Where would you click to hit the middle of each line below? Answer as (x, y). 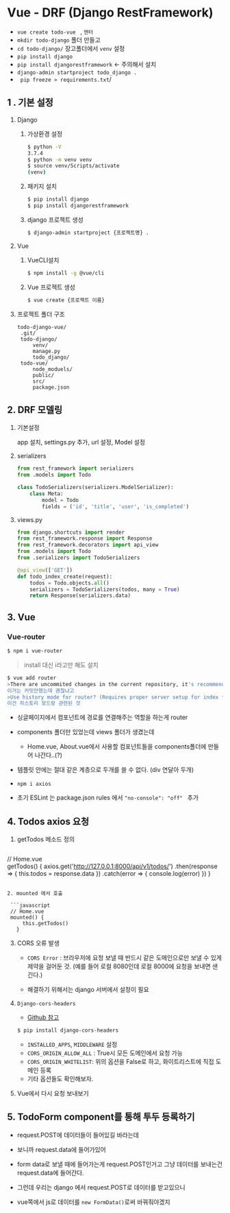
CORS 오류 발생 (38, 943)
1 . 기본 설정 (30, 103)
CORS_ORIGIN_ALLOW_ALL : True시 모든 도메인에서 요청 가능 (105, 1053)
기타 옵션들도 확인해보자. (60, 1078)
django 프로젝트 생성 (55, 219)
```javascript (30, 906)
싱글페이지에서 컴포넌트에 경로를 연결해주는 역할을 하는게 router (102, 717)
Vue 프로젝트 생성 (51, 287)
